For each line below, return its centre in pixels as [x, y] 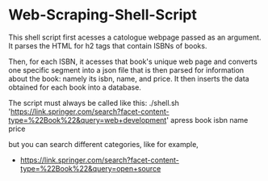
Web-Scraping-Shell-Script [103, 15]
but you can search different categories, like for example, [104, 144]
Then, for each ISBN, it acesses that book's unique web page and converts [133, 61]
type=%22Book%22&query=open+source [90, 168]
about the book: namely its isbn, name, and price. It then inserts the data [129, 78]
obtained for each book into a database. [75, 87]
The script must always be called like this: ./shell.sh [94, 103]
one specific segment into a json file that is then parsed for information [126, 69]
